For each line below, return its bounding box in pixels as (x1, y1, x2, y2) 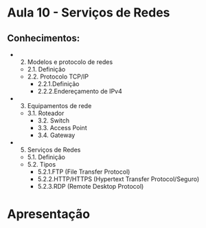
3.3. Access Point (37, 124, 87, 132)
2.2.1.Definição (37, 80, 80, 87)
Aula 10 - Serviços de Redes (7, 5, 170, 21)
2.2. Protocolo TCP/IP (27, 72, 89, 81)
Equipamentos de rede (27, 102, 92, 110)
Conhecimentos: (7, 32, 80, 44)
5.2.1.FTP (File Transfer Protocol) (37, 167, 130, 176)
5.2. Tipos (27, 160, 56, 168)
